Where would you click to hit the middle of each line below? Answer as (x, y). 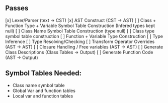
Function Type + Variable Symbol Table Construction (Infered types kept (80, 25)
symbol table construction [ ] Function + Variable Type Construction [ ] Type (84, 36)
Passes (17, 8)
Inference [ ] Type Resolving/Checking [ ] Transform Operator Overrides (80, 41)
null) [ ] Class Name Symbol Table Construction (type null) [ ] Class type (80, 31)
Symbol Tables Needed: (44, 73)
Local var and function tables (43, 96)
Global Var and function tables (44, 90)
